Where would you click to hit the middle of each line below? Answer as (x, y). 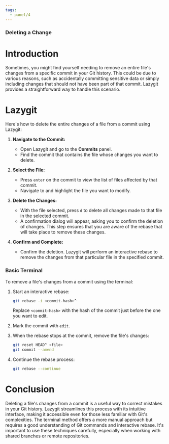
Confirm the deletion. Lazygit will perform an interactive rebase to (89, 252)
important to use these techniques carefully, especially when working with (83, 431)
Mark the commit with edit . (41, 326)
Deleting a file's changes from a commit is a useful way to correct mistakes (84, 404)
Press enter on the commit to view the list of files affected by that (89, 180)
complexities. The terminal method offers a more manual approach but (79, 420)
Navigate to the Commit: (39, 139)
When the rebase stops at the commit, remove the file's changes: (81, 336)
